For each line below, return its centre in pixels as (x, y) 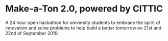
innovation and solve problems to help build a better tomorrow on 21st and (83, 27)
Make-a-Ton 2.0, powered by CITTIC (84, 9)
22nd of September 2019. (32, 33)
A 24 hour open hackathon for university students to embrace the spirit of (83, 22)
